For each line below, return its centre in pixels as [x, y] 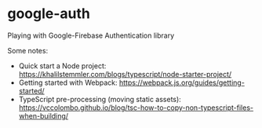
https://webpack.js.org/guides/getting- [182, 82]
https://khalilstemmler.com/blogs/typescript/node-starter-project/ [125, 74]
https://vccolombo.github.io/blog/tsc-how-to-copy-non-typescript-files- [136, 108]
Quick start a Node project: [62, 66]
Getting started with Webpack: [68, 82]
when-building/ [43, 115]
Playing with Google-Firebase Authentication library [91, 35]
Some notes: [28, 50]
